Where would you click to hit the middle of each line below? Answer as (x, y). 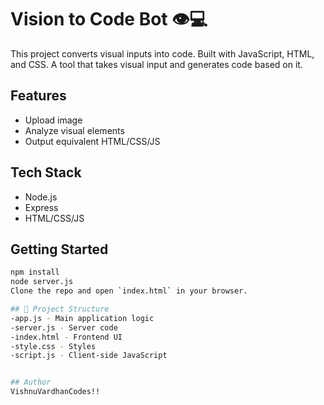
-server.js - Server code (64, 327)
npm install (35, 272)
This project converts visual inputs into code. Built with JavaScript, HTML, (162, 53)
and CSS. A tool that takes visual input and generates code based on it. (156, 64)
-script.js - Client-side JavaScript (89, 356)
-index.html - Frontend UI (66, 337)
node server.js (42, 282)
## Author (31, 382)
